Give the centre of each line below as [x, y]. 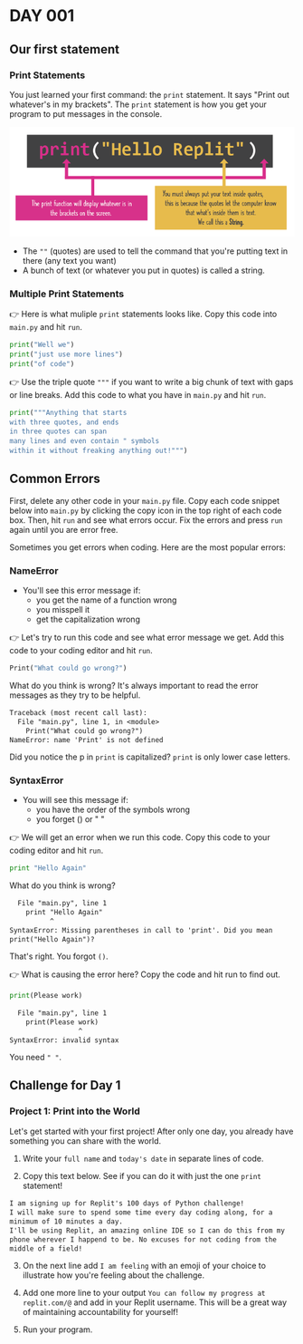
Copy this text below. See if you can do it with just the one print [142, 1175]
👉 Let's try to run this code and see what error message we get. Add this [147, 638]
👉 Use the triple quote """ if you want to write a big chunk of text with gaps [151, 382]
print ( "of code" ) [42, 363]
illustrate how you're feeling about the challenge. [114, 1275]
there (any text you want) [70, 260]
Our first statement [65, 49]
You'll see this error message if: [81, 591]
